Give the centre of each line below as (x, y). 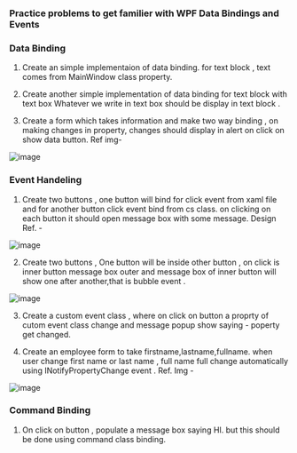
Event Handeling (46, 180)
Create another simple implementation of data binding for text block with (155, 94)
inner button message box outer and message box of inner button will (149, 271)
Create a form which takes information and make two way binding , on (150, 121)
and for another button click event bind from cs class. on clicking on (146, 209)
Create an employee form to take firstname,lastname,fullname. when (147, 351)
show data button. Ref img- (72, 139)
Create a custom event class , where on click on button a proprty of (145, 315)
